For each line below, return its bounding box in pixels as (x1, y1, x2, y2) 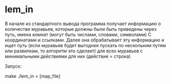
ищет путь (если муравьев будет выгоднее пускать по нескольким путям (5, 42, 166, 48)
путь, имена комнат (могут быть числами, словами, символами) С (5, 31, 152, 37)
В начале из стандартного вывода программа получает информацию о (5, 20, 161, 27)
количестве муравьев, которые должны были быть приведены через (5, 26, 157, 32)
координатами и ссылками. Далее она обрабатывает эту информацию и (5, 37, 164, 43)
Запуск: (5, 63, 22, 69)
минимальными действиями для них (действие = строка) (5, 53, 131, 59)
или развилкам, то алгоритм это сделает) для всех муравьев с (5, 48, 143, 54)
